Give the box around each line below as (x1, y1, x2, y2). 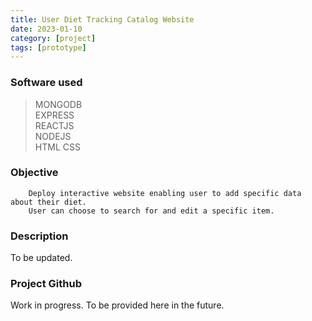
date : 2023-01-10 (10, 24, 83, 34)
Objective (10, 166, 59, 180)
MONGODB (34, 98, 83, 110)
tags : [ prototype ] (10, 42, 87, 53)
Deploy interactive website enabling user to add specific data (28, 188, 302, 198)
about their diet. (10, 197, 87, 207)
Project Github (10, 277, 82, 291)
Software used (10, 76, 83, 90)
